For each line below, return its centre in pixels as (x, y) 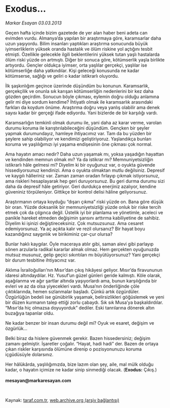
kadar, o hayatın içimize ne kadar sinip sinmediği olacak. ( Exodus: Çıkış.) (81, 369)
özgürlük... (16, 328)
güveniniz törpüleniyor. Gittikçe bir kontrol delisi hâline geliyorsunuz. (76, 192)
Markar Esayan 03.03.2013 (34, 23)
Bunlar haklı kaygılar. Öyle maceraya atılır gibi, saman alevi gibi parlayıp (79, 244)
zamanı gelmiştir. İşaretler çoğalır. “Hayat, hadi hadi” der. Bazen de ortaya (82, 343)
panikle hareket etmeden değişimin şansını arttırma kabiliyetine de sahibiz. (83, 218)
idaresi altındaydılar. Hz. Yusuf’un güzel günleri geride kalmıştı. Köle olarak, (83, 275)
